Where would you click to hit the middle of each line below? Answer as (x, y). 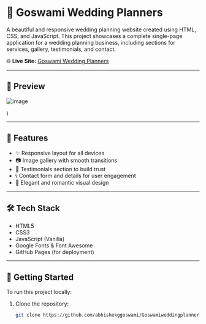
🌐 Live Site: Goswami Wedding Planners (58, 61)
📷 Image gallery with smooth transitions (66, 160)
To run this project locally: (39, 292)
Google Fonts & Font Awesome (54, 245)
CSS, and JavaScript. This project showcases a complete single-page (94, 36)
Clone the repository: (42, 304)
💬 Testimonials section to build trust (60, 169)
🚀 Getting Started (40, 277)
